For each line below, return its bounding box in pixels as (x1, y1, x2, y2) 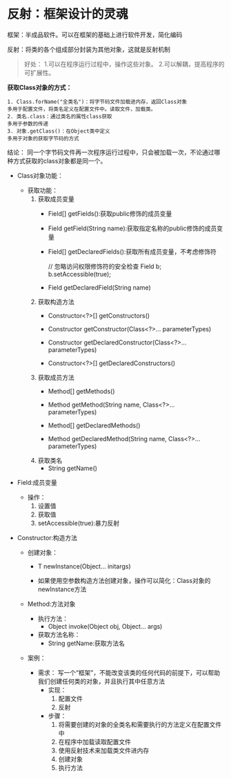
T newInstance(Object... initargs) (37, 562, 131, 571)
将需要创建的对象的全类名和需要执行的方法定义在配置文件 (58, 720, 222, 728)
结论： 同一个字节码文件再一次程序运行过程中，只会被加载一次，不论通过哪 (7, 148, 221, 156)
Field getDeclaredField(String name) (48, 283, 152, 291)
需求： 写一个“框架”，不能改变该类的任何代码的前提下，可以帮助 (37, 668, 221, 676)
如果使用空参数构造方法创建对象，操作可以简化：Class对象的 (37, 576, 211, 584)
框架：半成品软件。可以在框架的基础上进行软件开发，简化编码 (7, 30, 183, 39)
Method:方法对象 (27, 600, 76, 608)
